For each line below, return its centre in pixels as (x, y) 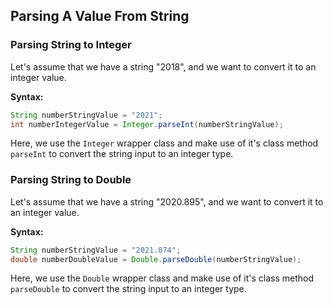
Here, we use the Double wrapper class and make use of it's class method (162, 278)
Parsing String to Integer (71, 45)
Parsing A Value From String (100, 16)
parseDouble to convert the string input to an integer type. (128, 289)
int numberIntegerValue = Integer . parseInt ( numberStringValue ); (147, 124)
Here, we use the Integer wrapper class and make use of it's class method (164, 143)
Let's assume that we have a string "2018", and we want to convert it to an (163, 66)
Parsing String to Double (71, 180)
